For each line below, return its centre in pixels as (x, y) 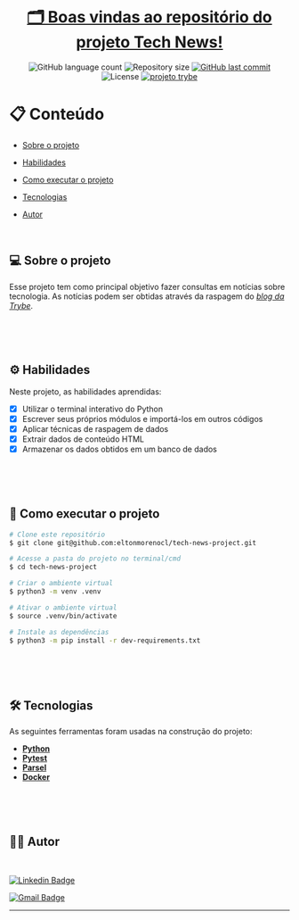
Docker (36, 777)
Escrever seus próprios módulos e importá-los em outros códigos (142, 419)
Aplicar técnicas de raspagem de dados (95, 428)
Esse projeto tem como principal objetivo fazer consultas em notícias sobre (147, 286)
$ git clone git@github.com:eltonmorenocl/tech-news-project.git (133, 543)
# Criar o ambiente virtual (61, 584)
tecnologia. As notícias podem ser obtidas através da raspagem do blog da (147, 296)
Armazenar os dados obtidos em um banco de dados (120, 449)
